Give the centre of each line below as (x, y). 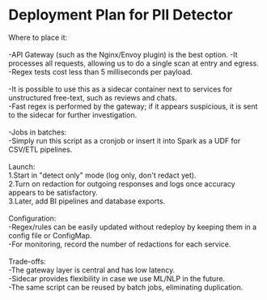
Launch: (22, 166)
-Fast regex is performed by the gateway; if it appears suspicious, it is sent (133, 106)
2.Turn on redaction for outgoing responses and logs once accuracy (122, 183)
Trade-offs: (27, 261)
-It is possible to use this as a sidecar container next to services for (121, 89)
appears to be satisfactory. (53, 192)
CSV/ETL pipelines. (40, 149)
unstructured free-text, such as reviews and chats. (93, 97)
